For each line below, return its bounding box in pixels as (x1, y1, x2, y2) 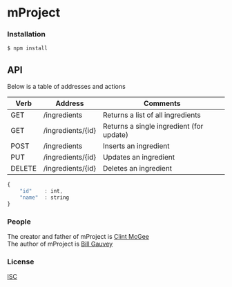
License (7, 257, 35, 266)
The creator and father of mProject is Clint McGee (7, 232, 150, 240)
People (7, 217, 31, 226)
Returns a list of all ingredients (102, 110, 202, 120)
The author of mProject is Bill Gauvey (7, 240, 113, 248)
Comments (144, 98, 181, 108)
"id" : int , (19, 188, 64, 195)
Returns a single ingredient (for (102, 122, 204, 131)
